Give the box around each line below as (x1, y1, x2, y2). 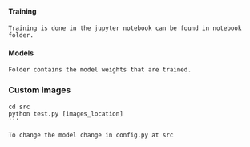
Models (8, 48, 34, 58)
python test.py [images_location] (8, 109, 124, 118)
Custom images (8, 84, 71, 96)
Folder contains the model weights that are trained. (8, 66, 192, 74)
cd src (8, 103, 30, 111)
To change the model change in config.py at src (8, 131, 174, 139)
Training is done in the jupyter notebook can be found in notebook (8, 24, 242, 32)
